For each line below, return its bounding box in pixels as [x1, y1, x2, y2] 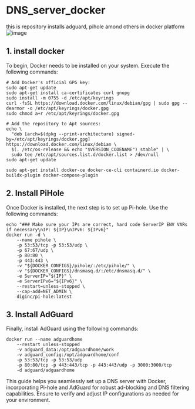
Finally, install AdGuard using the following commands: [6, 325, 139, 332]
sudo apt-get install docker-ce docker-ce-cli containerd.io [6, 167, 159, 173]
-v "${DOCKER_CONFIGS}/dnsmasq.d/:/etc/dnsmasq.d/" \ [16, 268, 151, 274]
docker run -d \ [6, 232, 46, 238]
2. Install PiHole [6, 188, 65, 198]
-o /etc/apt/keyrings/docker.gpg [27, 105, 109, 111]
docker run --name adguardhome [6, 337, 83, 343]
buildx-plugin [6, 172, 41, 178]
